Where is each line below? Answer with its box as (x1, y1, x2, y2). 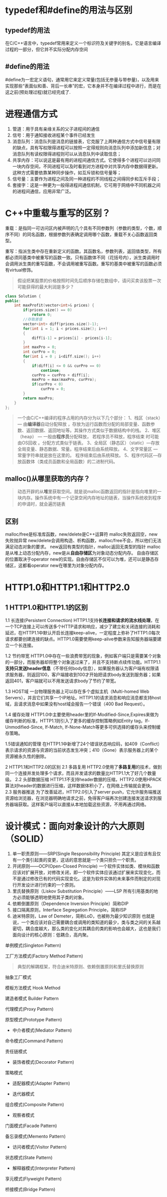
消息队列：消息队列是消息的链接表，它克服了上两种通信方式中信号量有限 (12, 138, 161, 144)
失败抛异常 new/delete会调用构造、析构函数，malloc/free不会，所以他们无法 (5, 538, 162, 544)
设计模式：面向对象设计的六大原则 (5, 821, 145, 832)
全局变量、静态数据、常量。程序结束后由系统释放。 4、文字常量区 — (17, 446, 158, 452)
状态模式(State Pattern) (5, 1155, 53, 1161)
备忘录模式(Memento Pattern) (5, 1134, 66, 1140)
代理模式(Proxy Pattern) (5, 1006, 54, 1012)
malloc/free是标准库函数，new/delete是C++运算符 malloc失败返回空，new (5, 531, 158, 537)
